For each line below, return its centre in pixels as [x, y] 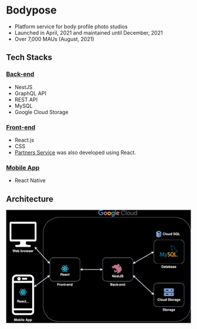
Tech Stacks [29, 57]
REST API [26, 99]
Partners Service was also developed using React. [75, 152]
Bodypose [31, 10]
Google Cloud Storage [41, 112]
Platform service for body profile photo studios [71, 26]
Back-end [20, 74]
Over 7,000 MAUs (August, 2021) [55, 39]
